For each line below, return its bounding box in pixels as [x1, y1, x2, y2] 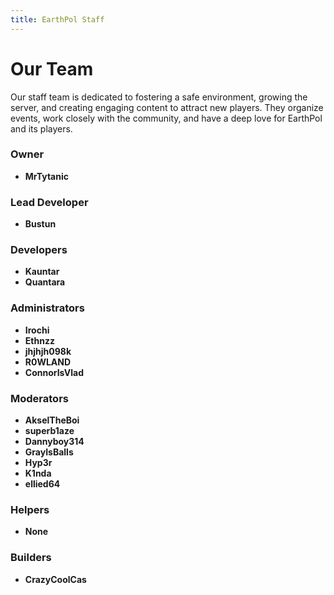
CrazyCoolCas [24, 573, 87, 585]
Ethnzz [24, 334, 55, 346]
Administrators [10, 301, 85, 315]
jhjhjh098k [24, 345, 72, 357]
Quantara [24, 276, 66, 288]
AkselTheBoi [24, 414, 80, 426]
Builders [10, 551, 52, 565]
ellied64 [24, 478, 61, 490]
